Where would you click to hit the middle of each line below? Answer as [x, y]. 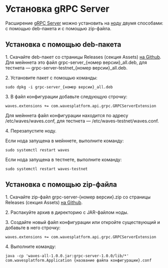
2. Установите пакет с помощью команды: [52, 78]
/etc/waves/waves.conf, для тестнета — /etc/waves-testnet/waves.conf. [82, 121]
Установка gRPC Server [57, 9]
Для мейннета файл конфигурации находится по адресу [67, 115]
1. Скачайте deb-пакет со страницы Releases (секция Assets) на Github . [83, 57]
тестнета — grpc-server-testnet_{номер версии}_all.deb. [66, 68]
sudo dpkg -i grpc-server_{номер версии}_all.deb [59, 87]
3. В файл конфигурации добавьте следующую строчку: [66, 96]
